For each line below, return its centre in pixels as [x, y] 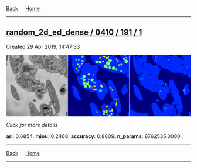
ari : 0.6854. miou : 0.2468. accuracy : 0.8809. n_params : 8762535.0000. [94, 136]
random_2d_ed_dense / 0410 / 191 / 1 [74, 33]
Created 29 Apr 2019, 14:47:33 [43, 46]
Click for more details [32, 125]
